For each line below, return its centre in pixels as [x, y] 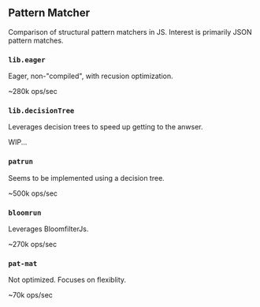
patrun [21, 162]
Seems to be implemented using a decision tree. [87, 178]
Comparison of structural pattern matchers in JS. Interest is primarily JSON [130, 32]
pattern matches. [36, 40]
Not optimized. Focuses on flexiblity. [67, 280]
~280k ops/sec [33, 92]
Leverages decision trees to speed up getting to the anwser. [106, 127]
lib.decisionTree [41, 111]
